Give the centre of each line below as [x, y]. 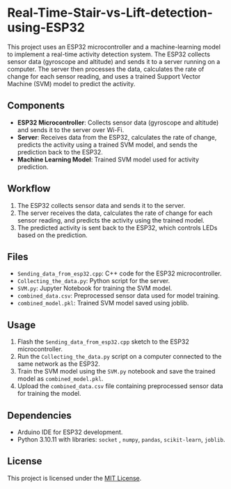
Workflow [29, 189]
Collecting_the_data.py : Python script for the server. [94, 281]
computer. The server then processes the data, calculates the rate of [106, 69]
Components [36, 106]
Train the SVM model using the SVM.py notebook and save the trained [116, 371]
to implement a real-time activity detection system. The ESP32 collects [109, 54]
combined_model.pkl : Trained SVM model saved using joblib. [103, 303]
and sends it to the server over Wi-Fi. [71, 129]
